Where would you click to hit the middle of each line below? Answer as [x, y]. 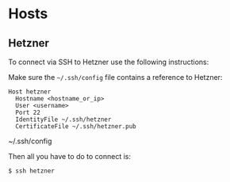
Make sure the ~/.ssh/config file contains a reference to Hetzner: [115, 77]
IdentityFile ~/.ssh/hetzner [63, 119]
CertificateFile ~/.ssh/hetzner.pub [76, 127]
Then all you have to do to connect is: [69, 156]
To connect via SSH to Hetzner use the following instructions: [109, 62]
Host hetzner [30, 92]
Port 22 [28, 112]
